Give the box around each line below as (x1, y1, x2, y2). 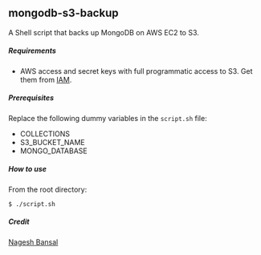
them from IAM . (19, 75, 72, 84)
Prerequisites (8, 93, 55, 103)
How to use (8, 164, 47, 174)
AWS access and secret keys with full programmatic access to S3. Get (19, 66, 253, 75)
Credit (8, 217, 30, 227)
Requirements (8, 46, 56, 55)
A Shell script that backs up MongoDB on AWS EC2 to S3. (8, 27, 199, 37)
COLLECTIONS (19, 128, 71, 139)
